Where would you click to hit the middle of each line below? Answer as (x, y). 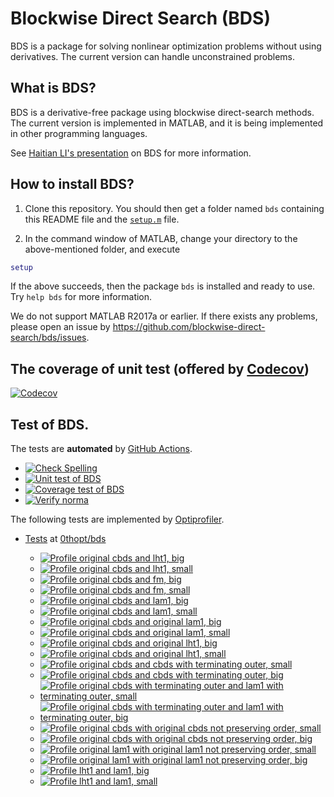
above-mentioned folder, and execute (102, 249)
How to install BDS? (72, 184)
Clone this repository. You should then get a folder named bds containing (174, 208)
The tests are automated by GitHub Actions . (101, 449)
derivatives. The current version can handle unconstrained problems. (153, 56)
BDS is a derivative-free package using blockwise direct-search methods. (162, 112)
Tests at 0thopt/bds (65, 539)
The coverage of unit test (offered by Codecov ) (160, 368)
